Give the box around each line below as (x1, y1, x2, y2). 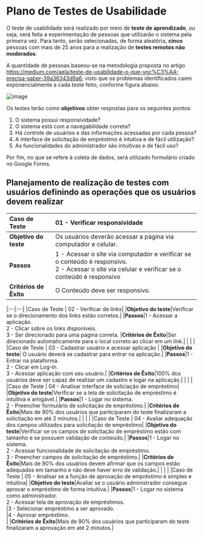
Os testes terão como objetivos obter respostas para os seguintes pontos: (6, 104, 192, 111)
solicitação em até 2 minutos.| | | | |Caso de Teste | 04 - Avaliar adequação (6, 415, 193, 422)
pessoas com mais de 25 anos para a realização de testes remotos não (6, 44, 185, 51)
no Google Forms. (6, 160, 51, 167)
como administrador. (6, 492, 58, 499)
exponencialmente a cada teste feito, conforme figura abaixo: (6, 81, 159, 88)
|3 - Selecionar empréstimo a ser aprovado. (6, 504, 115, 512)
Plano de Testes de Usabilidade (6, 4, 167, 18)
